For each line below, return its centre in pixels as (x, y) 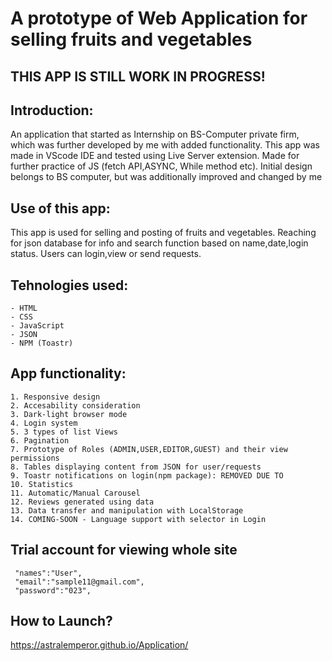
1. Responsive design (55, 397)
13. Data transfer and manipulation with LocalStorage (127, 510)
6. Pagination (40, 440)
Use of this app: (60, 208)
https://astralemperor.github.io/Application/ (99, 645)
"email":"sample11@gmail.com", (79, 582)
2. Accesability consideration (75, 405)
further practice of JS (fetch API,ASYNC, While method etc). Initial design (161, 166)
